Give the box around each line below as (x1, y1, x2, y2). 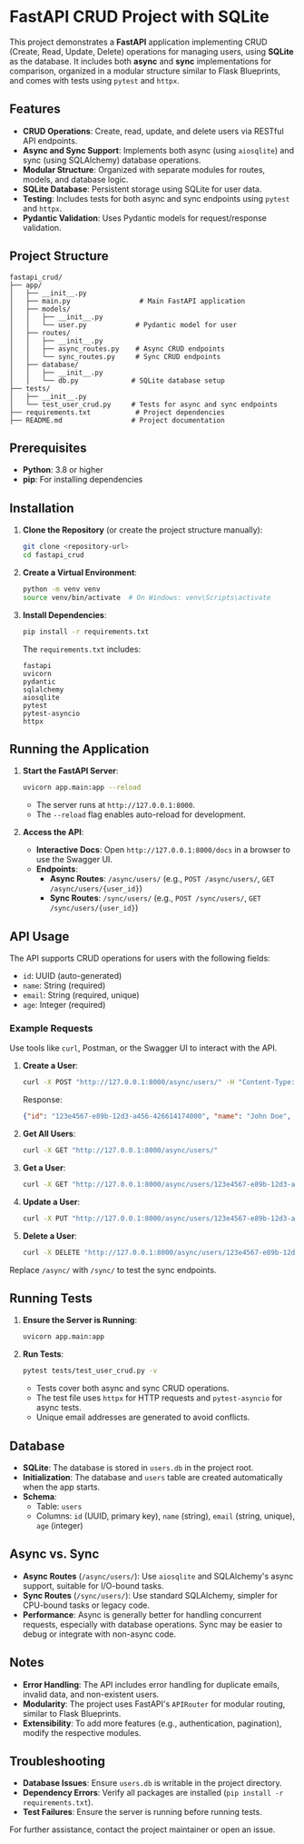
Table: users (35, 1500, 83, 1511)
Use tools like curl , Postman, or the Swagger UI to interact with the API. (9, 1042, 278, 1053)
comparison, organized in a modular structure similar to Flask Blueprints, (9, 65, 281, 76)
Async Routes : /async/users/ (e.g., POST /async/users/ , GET (49, 873, 275, 884)
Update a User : (22, 1196, 81, 1207)
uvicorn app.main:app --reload (22, 783, 142, 792)
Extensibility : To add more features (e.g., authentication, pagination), (22, 1718, 282, 1729)
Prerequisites (9, 440, 87, 455)
